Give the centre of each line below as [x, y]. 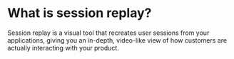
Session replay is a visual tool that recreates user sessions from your [108, 33]
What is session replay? [80, 13]
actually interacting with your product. [63, 48]
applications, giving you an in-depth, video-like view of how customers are [117, 40]
